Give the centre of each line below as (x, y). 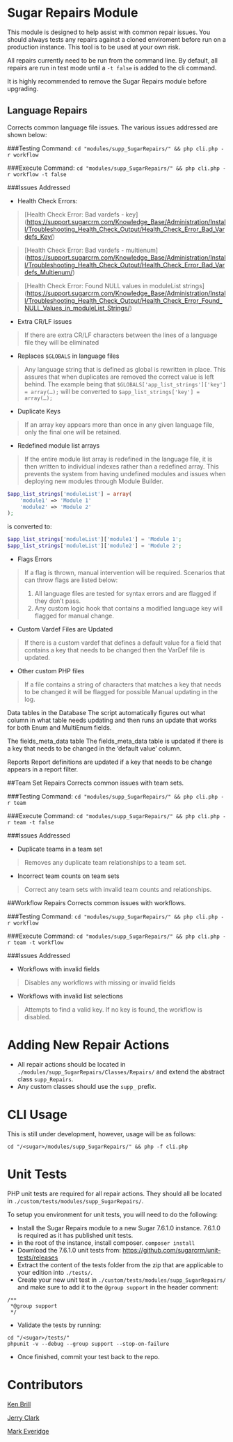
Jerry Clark (23, 1418)
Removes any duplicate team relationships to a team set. (105, 862)
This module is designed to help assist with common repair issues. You (109, 32)
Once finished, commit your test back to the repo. (88, 1356)
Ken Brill (19, 1404)
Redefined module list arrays (58, 445)
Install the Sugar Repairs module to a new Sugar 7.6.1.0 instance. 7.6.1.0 (119, 1228)
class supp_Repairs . (45, 1079)
